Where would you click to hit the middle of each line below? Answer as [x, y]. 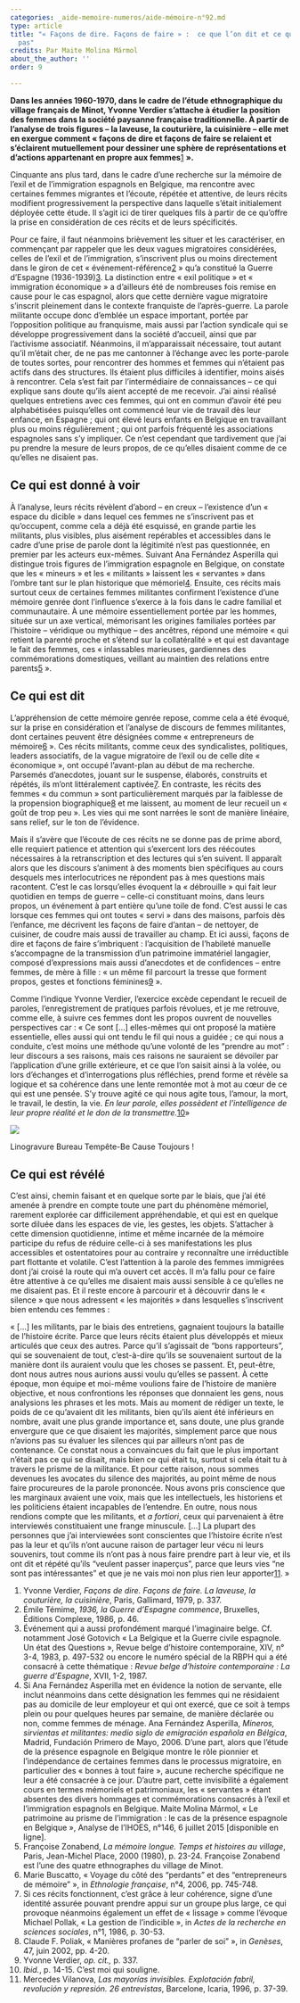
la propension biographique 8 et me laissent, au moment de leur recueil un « [149, 803]
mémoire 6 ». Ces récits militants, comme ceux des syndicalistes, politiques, [149, 746]
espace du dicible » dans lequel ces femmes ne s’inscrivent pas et [132, 516]
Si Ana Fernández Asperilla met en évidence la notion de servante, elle [153, 1685]
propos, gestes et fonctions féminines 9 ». [86, 981]
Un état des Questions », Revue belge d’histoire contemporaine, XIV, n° [154, 1648]
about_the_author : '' [50, 59]
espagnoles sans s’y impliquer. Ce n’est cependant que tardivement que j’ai [148, 438]
